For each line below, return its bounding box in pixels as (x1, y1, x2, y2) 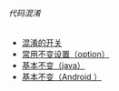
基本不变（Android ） (21, 72, 102, 83)
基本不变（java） (21, 60, 85, 71)
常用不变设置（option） (21, 49, 110, 60)
